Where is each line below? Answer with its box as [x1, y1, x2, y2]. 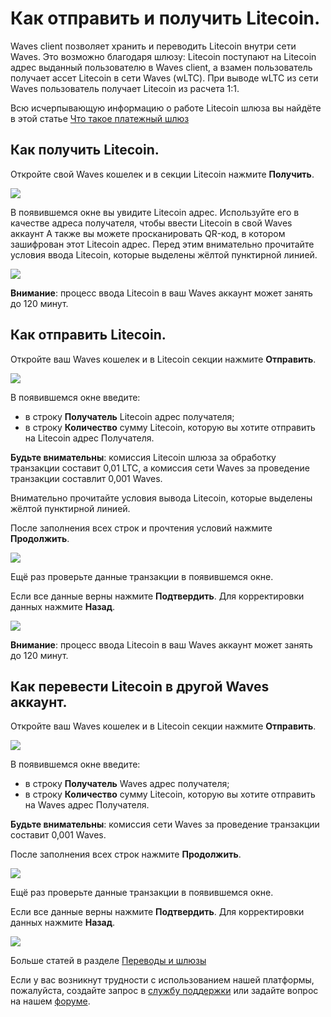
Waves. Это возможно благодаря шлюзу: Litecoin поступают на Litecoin [10, 50, 317, 62]
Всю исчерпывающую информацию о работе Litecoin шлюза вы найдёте [10, 102, 322, 114]
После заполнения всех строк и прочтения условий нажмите [10, 522, 273, 534]
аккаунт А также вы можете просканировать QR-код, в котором [10, 227, 286, 239]
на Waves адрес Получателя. [24, 799, 150, 811]
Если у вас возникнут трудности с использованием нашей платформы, [10, 974, 315, 986]
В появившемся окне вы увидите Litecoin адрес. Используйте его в [10, 206, 300, 218]
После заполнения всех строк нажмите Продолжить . [10, 848, 242, 861]
